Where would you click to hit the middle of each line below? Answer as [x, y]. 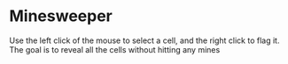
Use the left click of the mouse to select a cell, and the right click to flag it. [144, 40]
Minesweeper [61, 16]
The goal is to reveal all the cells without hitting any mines [115, 49]
